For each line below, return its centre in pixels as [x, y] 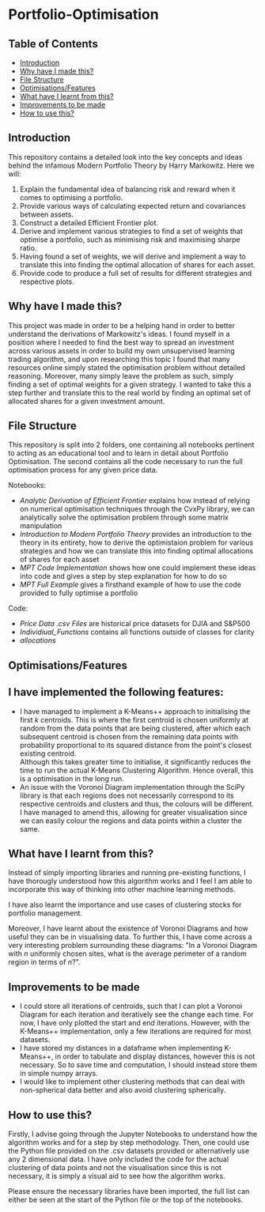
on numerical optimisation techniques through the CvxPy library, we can [137, 509]
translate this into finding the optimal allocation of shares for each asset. [137, 264]
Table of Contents [53, 44]
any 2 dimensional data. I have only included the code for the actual [119, 1159]
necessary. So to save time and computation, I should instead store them [138, 1065]
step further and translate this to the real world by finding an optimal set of [130, 392]
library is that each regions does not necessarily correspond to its [127, 795]
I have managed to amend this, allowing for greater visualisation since [133, 812]
